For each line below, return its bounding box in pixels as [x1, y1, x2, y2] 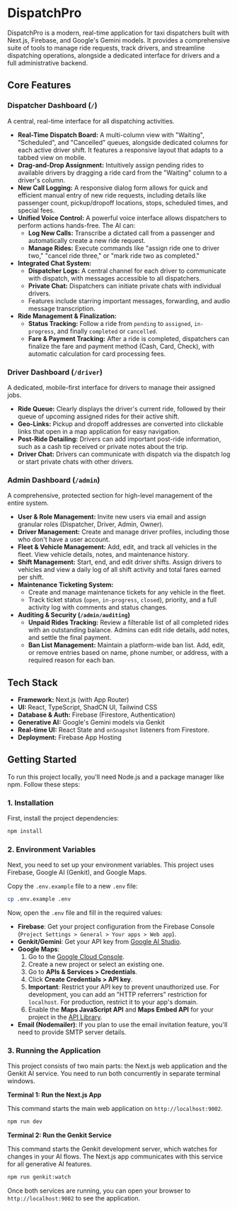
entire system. [7, 499, 50, 507]
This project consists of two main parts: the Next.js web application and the [7, 1062, 228, 1070]
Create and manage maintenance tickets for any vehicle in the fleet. [28, 588, 226, 597]
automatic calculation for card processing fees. [28, 349, 166, 358]
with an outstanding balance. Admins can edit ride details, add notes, [28, 626, 230, 634]
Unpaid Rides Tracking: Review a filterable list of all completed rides [28, 618, 229, 627]
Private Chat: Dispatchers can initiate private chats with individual [28, 281, 221, 290]
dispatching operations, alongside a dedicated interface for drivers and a [7, 51, 220, 60]
